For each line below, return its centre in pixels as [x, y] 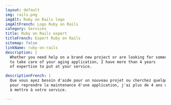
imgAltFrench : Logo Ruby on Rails [42, 24]
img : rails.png [21, 15]
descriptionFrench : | [28, 76]
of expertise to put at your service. [51, 66]
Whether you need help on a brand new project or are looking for [82, 57]
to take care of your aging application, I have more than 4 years [83, 62]
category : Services [26, 29]
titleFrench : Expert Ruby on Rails [43, 39]
